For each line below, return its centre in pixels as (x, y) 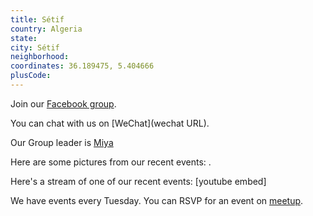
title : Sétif (37, 19)
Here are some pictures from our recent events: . (111, 162)
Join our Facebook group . (63, 103)
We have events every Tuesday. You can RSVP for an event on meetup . (157, 200)
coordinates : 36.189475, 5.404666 (82, 66)
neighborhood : (40, 57)
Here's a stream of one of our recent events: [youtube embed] (138, 181)
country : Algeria (46, 29)
